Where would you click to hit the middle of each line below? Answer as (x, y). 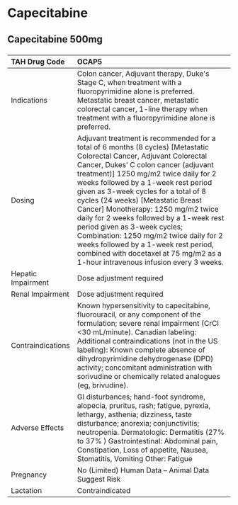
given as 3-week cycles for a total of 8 (142, 191)
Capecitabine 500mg (55, 39)
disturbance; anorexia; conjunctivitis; (138, 423)
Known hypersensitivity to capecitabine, (144, 305)
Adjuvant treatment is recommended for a (146, 138)
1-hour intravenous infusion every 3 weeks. (151, 262)
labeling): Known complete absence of (141, 350)
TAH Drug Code (38, 62)
